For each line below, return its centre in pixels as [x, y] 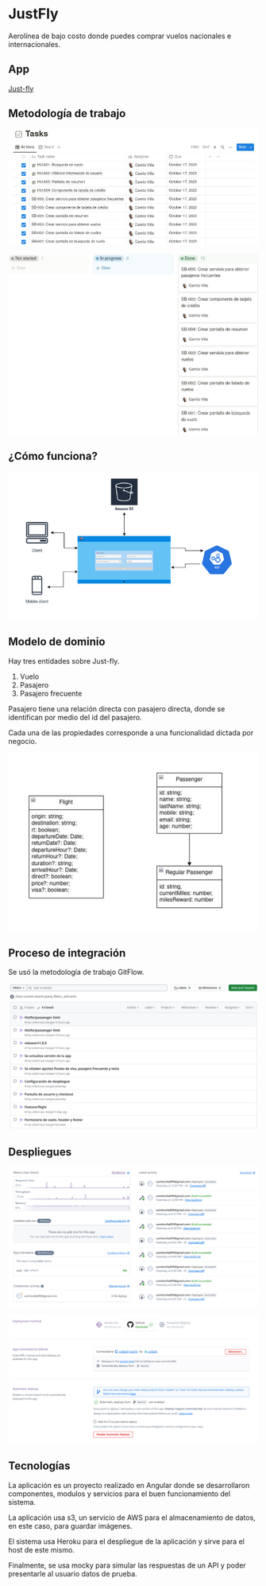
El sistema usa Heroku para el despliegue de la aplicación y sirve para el [126, 1541]
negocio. [23, 741]
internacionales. [35, 44]
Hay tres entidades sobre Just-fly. [64, 661]
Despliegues [40, 1152]
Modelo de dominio [57, 642]
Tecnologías [39, 1466]
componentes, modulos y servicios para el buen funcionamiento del [120, 1494]
